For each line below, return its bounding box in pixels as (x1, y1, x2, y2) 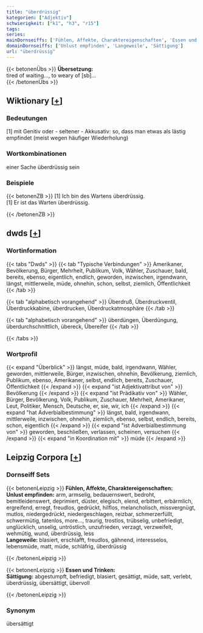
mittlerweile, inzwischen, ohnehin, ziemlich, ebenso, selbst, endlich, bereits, (6, 415, 196, 423)
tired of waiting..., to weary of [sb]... (6, 71, 96, 79)
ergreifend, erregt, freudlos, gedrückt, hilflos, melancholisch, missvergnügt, (6, 503, 196, 511)
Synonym (6, 606, 35, 615)
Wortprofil (6, 349, 38, 358)
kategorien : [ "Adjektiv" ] (6, 15, 72, 21)
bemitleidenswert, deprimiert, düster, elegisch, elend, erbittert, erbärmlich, (6, 497, 193, 505)
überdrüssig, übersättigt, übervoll (6, 579, 90, 586)
